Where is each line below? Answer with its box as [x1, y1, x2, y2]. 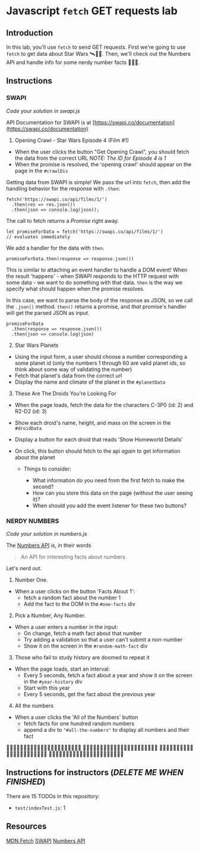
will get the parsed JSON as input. [6, 309, 90, 316]
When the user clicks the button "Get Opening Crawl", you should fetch [14, 148, 189, 155]
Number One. [14, 576, 49, 583]
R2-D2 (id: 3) [14, 407, 48, 415]
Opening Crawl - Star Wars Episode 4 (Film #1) [14, 137, 129, 144]
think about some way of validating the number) [14, 365, 132, 372]
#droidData [14, 425, 42, 431]
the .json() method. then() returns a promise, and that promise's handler [6, 303, 187, 310]
